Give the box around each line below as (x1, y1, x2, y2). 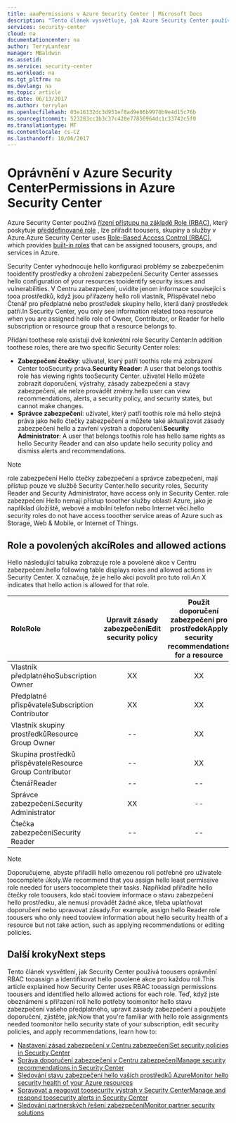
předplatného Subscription (11, 671, 97, 680)
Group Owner (11, 738, 55, 747)
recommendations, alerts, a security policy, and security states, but (17, 394, 213, 403)
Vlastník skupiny (11, 720, 65, 730)
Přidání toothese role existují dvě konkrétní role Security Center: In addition (7, 336, 223, 344)
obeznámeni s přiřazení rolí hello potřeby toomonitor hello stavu (7, 997, 192, 1005)
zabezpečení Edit (103, 624, 162, 633)
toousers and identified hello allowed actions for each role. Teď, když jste (7, 990, 220, 998)
